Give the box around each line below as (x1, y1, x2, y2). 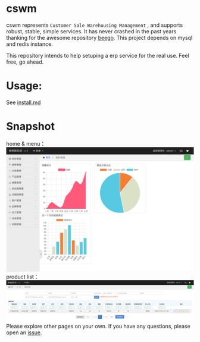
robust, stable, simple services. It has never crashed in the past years (6, 27, 177, 34)
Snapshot (6, 120, 55, 133)
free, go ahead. (6, 58, 44, 65)
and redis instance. (6, 40, 54, 48)
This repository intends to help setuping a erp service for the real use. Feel (6, 52, 189, 59)
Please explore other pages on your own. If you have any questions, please (6, 322, 190, 330)
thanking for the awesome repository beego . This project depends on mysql (6, 34, 193, 41)
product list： (6, 273, 40, 281)
